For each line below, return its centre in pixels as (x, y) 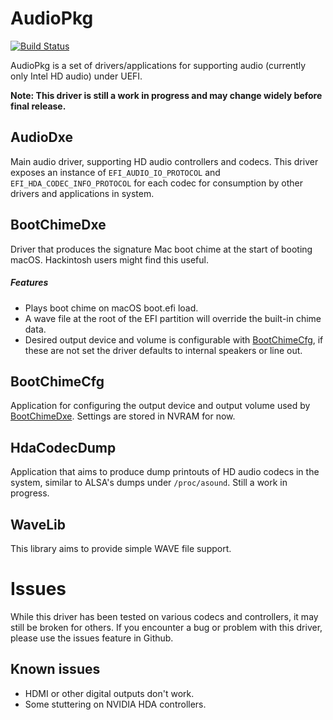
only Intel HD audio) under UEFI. (76, 76)
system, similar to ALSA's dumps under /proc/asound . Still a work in (149, 483)
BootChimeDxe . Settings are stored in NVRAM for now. (123, 416)
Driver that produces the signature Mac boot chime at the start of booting (161, 249)
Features (29, 283)
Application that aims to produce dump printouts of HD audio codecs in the (165, 472)
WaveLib (38, 524)
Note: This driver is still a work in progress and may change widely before (166, 95)
